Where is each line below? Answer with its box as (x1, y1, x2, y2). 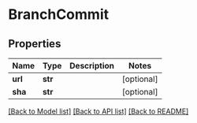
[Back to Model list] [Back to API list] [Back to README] (8, 106, 189, 116)
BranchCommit (8, 6, 109, 24)
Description (69, 61, 114, 71)
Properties (8, 37, 61, 50)
